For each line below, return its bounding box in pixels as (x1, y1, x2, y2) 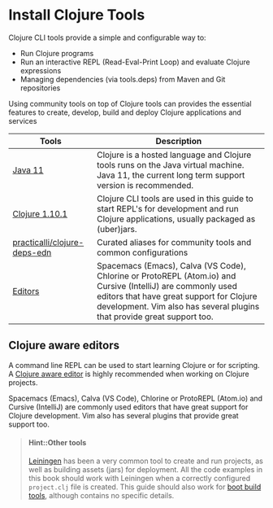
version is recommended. (96, 179, 194, 190)
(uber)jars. (96, 223, 137, 234)
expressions (19, 65, 62, 75)
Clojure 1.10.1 (12, 208, 67, 219)
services (8, 116, 37, 125)
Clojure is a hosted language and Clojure (96, 149, 252, 160)
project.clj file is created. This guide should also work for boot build (28, 482, 262, 492)
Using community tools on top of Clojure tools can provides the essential (8, 99, 252, 108)
